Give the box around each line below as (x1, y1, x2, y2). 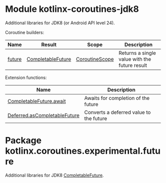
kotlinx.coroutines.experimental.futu (5, 145, 161, 157)
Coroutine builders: (5, 29, 44, 35)
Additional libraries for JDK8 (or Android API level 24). (5, 20, 115, 26)
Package (5, 135, 42, 146)
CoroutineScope (76, 55, 114, 62)
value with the (118, 55, 152, 62)
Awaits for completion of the (84, 94, 150, 101)
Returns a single (118, 49, 157, 56)
